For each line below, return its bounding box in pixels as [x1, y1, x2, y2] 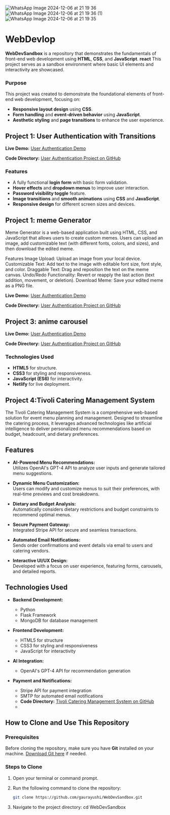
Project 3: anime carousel [5, 317, 88, 326]
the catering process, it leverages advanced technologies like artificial [5, 420, 152, 427]
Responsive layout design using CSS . [12, 106, 93, 112]
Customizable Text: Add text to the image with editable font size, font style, [5, 261, 162, 267]
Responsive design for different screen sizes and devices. [12, 201, 135, 207]
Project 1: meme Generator [5, 216, 91, 224]
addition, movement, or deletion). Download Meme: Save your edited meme [5, 277, 163, 283]
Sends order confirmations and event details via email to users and [12, 542, 153, 548]
